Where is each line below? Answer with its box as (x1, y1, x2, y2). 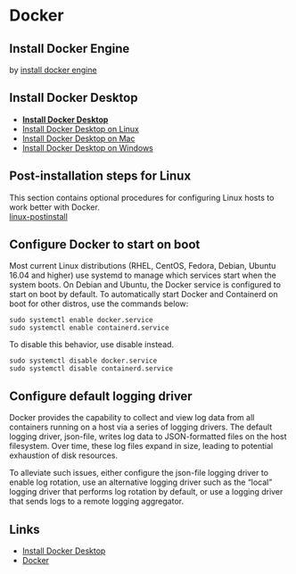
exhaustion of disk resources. (9, 450, 119, 461)
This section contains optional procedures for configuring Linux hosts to (9, 192, 275, 203)
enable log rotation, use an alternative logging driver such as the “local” (9, 477, 273, 487)
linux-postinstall (9, 211, 69, 221)
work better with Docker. (9, 202, 100, 212)
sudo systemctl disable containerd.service (9, 364, 174, 373)
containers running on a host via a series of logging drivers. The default (9, 421, 273, 433)
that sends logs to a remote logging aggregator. (9, 496, 185, 507)
